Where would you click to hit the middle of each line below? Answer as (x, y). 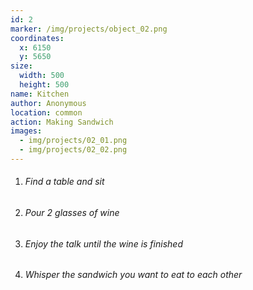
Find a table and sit (64, 182)
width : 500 (42, 76)
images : (26, 131)
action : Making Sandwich (62, 122)
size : (21, 66)
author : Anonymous (48, 103)
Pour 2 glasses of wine (72, 213)
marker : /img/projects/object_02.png (89, 29)
